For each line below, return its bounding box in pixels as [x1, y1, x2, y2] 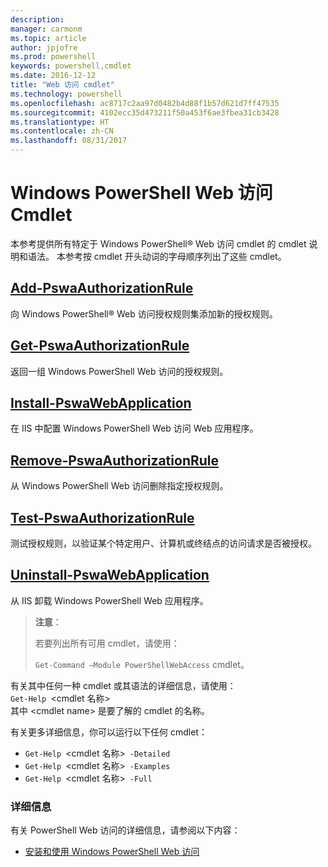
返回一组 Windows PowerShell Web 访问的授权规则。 [10, 365, 229, 377]
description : [10, 14, 65, 25]
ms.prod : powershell [10, 52, 97, 62]
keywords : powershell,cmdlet [10, 61, 132, 71]
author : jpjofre [10, 42, 78, 53]
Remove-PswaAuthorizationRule [10, 452, 220, 469]
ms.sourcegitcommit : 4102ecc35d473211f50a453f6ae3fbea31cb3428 [10, 107, 280, 118]
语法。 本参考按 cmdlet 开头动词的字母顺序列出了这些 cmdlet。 [27, 250, 287, 262]
